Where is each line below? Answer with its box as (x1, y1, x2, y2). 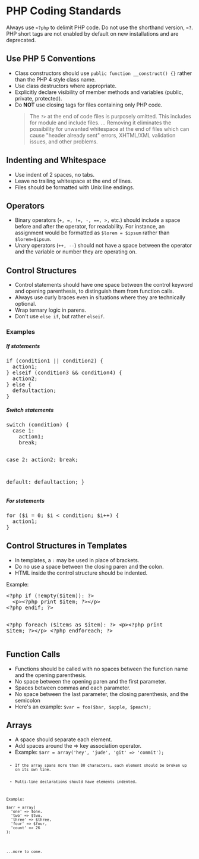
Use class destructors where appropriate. (14, 82, 117, 89)
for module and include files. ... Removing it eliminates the (29, 119, 172, 126)
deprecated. (6, 36, 36, 43)
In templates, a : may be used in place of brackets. (14, 556, 140, 563)
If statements (6, 342, 40, 349)
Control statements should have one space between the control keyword (14, 281, 193, 289)
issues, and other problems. (29, 138, 98, 145)
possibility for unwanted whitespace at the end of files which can (29, 125, 189, 132)
